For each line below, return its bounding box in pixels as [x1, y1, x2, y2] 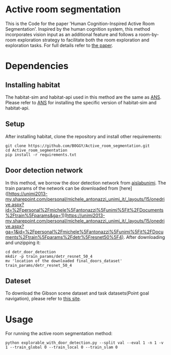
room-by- [138, 31, 159, 37]
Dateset [5, 276, 31, 285]
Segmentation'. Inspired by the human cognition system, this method [5, 26, 151, 32]
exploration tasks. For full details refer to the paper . [5, 42, 114, 48]
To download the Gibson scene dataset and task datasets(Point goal [5, 290, 149, 296]
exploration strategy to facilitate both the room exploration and [17, 37, 149, 43]
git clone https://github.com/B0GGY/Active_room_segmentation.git [5, 143, 150, 148]
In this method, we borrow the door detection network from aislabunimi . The [5, 180, 166, 186]
